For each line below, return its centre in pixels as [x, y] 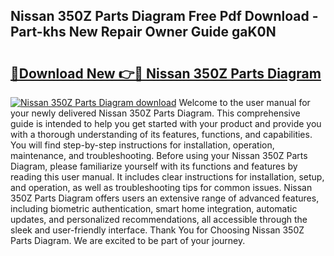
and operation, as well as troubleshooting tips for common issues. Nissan [161, 187]
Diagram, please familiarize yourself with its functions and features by [154, 166]
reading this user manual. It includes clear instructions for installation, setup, [167, 177]
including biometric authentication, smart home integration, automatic [154, 208]
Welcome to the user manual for [244, 102]
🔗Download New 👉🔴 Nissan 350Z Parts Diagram [166, 73]
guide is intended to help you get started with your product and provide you [166, 123]
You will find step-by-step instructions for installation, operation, [142, 145]
